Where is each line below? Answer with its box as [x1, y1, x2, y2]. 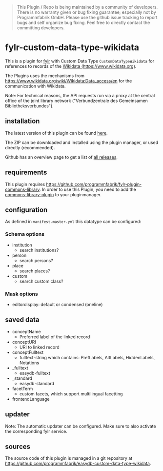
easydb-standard [19, 380, 55, 386]
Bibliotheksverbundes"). [5, 102, 54, 109]
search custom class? [19, 278, 63, 284]
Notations [19, 360, 40, 366]
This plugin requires [5, 181, 45, 187]
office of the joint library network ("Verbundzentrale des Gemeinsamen [5, 98, 148, 103]
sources [5, 442, 31, 451]
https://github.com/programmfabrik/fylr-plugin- [46, 181, 142, 187]
